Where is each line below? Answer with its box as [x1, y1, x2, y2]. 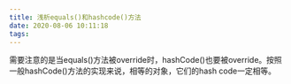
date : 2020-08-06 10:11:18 [9, 21, 109, 30]
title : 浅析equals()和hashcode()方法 [9, 12, 142, 22]
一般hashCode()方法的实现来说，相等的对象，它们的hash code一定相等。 [9, 65, 277, 76]
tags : [9, 29, 29, 38]
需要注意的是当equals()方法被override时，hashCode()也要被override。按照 [9, 55, 283, 65]
